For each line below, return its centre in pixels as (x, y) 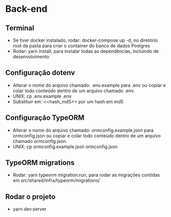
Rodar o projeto (30, 197)
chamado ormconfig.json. (40, 141)
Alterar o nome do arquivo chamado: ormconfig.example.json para (83, 130)
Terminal (20, 28)
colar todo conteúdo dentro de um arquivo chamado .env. (74, 91)
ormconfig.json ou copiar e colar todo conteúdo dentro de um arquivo (87, 135)
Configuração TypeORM (45, 118)
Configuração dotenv (40, 73)
